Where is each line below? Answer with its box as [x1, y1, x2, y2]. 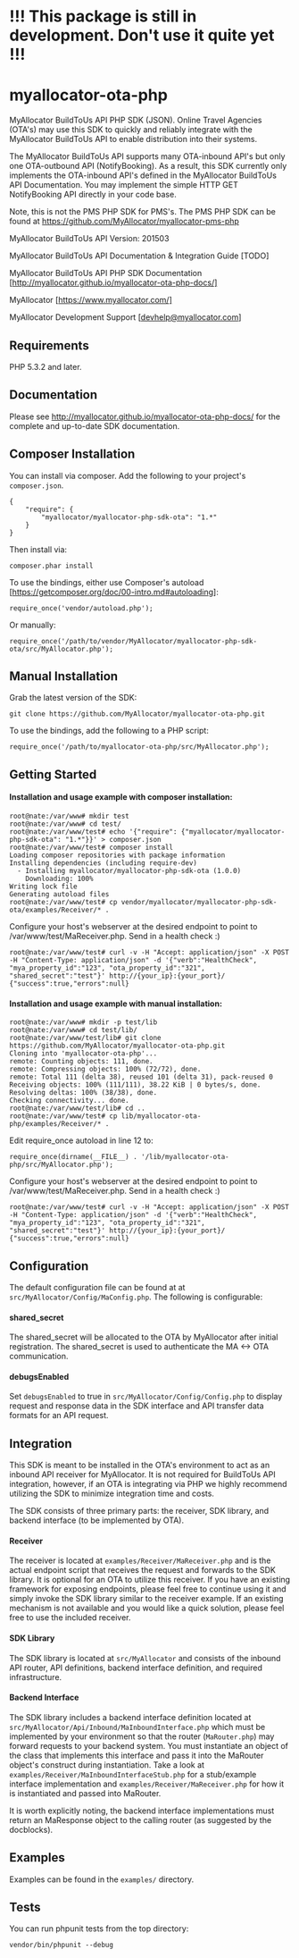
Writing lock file [9, 882, 78, 891]
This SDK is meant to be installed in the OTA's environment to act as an [9, 1459, 270, 1471]
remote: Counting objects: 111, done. [9, 1057, 154, 1066]
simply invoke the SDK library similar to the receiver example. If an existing [9, 1593, 284, 1604]
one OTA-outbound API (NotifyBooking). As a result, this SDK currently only [9, 161, 287, 172]
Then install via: [9, 543, 68, 555]
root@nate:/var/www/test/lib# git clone [9, 1034, 162, 1043]
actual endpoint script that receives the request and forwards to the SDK [9, 1565, 277, 1576]
